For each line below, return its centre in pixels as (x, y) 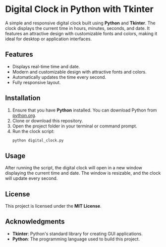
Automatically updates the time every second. (59, 77)
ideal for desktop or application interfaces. (49, 39)
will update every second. (31, 178)
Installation (23, 98)
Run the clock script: (33, 131)
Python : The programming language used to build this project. (76, 239)
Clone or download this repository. (48, 121)
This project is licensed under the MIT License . (53, 206)
